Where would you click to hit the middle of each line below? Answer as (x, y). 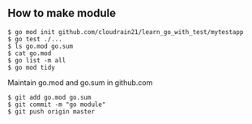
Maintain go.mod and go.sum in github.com (80, 82)
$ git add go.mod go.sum (49, 97)
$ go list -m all (37, 60)
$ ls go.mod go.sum (41, 46)
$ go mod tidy (32, 67)
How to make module (62, 13)
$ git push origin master (51, 111)
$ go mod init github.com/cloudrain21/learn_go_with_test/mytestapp (126, 32)
